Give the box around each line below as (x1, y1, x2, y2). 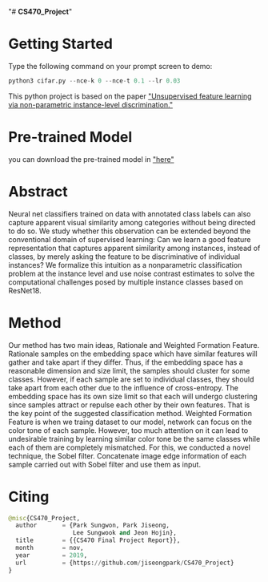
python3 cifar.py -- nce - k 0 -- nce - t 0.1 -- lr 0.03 (8, 76, 181, 85)
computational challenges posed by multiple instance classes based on (8, 277, 244, 287)
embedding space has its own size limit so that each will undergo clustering (8, 391, 258, 401)
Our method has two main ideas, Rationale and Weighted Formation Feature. (8, 340, 260, 350)
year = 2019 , (15, 551, 88, 560)
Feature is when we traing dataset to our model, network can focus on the (8, 417, 252, 426)
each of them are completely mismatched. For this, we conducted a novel (8, 443, 250, 452)
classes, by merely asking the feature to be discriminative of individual (8, 252, 241, 261)
